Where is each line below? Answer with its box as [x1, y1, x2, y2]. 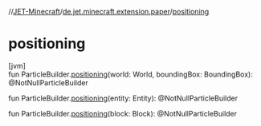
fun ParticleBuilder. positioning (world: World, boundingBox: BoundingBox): [8, 69, 253, 79]
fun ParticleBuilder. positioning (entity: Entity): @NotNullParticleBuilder [8, 93, 239, 103]
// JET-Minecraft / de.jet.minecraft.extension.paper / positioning [8, 7, 210, 16]
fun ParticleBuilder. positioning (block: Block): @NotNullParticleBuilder [8, 108, 238, 118]
